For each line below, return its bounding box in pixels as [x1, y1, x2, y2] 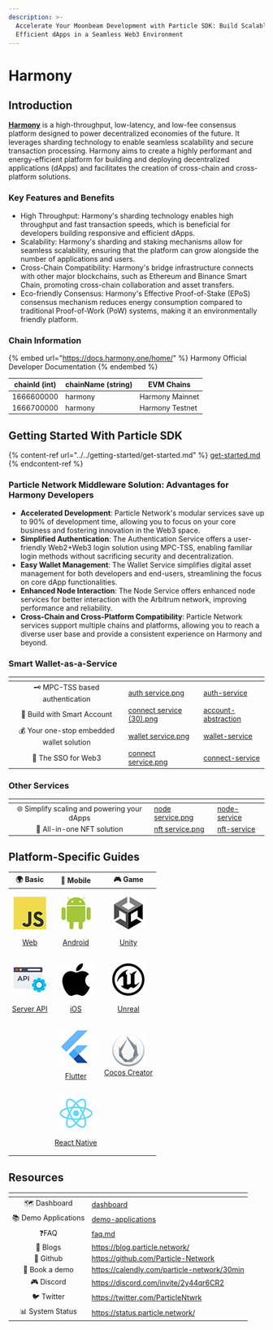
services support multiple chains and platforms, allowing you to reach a [19, 620, 260, 630]
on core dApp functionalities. [19, 577, 118, 587]
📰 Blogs [35, 1242, 62, 1252]
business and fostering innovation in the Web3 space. [19, 525, 201, 535]
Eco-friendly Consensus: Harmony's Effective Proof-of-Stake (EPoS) [19, 289, 251, 298]
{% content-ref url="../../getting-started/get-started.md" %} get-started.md [8, 450, 261, 460]
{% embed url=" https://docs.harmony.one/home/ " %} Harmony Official [8, 353, 247, 363]
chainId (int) [14, 380, 57, 389]
